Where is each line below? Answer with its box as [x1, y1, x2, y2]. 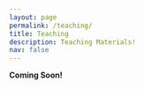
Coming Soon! [9, 70, 64, 80]
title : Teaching [9, 29, 69, 38]
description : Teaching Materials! [9, 37, 137, 47]
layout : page [9, 12, 57, 22]
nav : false [9, 46, 49, 55]
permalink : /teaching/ [9, 21, 93, 30]
